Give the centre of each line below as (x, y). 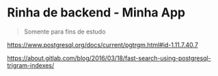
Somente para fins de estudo (65, 31)
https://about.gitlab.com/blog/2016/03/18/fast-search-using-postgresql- (109, 58)
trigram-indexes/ (31, 65)
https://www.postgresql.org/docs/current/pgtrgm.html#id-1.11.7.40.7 (103, 45)
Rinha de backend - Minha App (96, 13)
